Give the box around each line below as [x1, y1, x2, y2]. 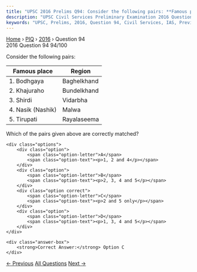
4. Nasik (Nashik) [9, 106, 57, 114]
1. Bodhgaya [9, 77, 44, 85]
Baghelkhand [62, 77, 98, 85]
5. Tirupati [9, 115, 38, 123]
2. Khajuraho [9, 86, 45, 95]
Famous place [12, 67, 53, 75]
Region [70, 67, 91, 75]
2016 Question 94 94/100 [6, 42, 67, 49]
